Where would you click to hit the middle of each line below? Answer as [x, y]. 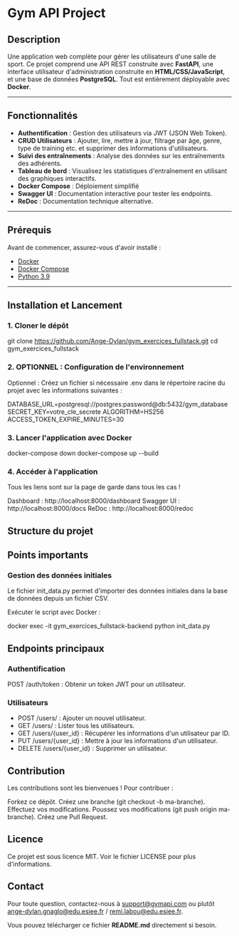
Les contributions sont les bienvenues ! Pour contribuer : [90, 788]
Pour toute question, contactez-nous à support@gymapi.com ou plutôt [111, 903]
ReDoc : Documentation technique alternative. [85, 201]
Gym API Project [57, 13]
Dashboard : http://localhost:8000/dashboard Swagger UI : [94, 501]
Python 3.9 [34, 276]
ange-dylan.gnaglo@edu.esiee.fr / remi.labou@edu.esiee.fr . [95, 911]
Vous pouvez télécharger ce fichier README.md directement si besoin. [112, 925]
